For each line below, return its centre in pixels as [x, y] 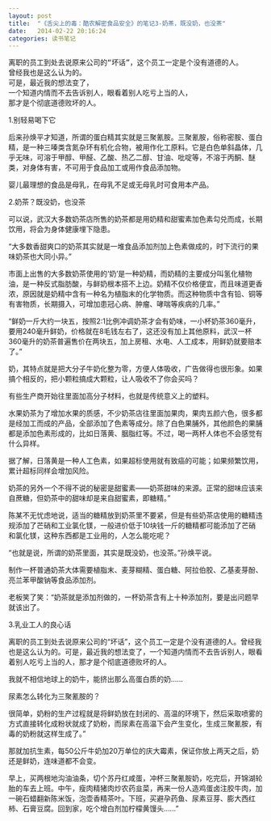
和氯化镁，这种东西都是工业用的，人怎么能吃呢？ [90, 535]
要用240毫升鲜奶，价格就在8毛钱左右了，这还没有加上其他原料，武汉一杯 [130, 332]
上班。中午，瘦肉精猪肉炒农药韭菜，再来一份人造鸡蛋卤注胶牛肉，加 [149, 789]
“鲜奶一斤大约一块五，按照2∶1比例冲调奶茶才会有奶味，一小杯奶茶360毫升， [134, 321]
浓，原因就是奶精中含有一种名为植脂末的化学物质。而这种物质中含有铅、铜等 [135, 294]
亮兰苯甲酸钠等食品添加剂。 [54, 580]
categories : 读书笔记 [42, 38]
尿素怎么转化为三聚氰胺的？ [54, 696]
